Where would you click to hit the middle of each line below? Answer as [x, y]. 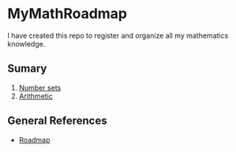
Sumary [27, 69]
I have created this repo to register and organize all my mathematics [118, 35]
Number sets [40, 87]
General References [57, 121]
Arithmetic [36, 96]
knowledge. [26, 43]
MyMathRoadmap [67, 14]
